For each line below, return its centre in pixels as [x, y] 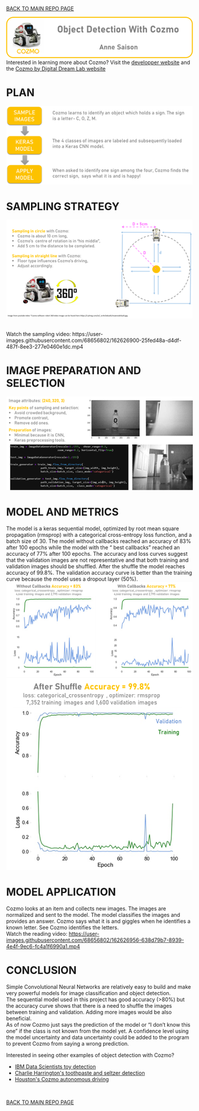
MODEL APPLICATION [61, 892]
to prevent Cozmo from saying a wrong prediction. [68, 1043]
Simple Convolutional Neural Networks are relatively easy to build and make [99, 987]
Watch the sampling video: [38, 334]
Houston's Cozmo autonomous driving [62, 1079]
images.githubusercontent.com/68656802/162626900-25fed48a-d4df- [94, 340]
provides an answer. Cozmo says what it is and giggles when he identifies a [98, 921]
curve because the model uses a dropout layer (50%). [72, 579]
